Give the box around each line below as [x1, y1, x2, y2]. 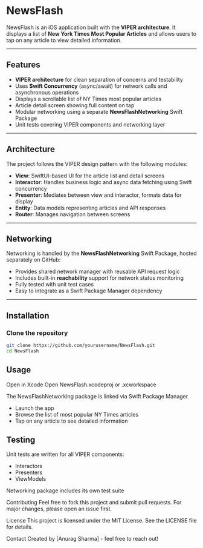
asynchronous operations [14, 88, 79, 96]
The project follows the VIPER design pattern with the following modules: [6, 160, 188, 167]
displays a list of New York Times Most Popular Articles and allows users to [6, 30, 197, 37]
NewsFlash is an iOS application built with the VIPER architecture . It [6, 24, 176, 31]
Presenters [14, 469, 43, 476]
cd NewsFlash [6, 348, 39, 354]
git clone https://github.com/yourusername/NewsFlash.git [6, 343, 155, 349]
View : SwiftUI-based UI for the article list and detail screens [14, 172, 165, 179]
